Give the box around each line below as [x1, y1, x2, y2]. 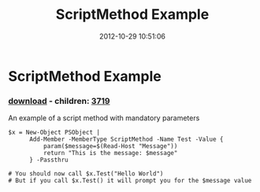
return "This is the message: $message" [43, 150, 178, 157]
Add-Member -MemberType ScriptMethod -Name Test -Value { [28, 135, 224, 143]
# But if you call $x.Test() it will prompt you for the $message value [8, 177, 252, 185]
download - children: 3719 [8, 95, 110, 106]
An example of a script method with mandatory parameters [8, 113, 200, 123]
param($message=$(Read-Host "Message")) [43, 142, 178, 150]
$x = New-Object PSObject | [8, 128, 101, 137]
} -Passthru [28, 156, 69, 164]
